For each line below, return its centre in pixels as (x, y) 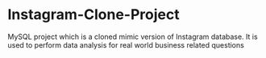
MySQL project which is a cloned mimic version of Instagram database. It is (133, 37)
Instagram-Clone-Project (94, 15)
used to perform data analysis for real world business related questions (126, 44)
